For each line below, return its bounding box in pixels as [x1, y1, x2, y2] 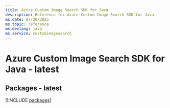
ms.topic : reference [5, 21, 50, 27]
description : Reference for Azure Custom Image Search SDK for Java [5, 12, 154, 17]
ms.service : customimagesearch [5, 31, 72, 36]
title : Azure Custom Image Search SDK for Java [5, 7, 109, 13]
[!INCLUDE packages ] [5, 97, 52, 103]
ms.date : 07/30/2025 [5, 17, 50, 22]
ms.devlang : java [5, 26, 42, 31]
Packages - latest [5, 84, 62, 92]
